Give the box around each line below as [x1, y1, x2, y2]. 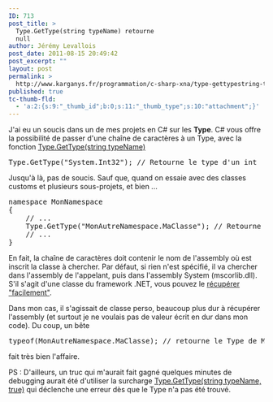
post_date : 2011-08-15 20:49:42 [8, 50, 118, 58]
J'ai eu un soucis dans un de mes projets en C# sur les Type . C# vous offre [8, 125, 262, 135]
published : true [8, 87, 63, 96]
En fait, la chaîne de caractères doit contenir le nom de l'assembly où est [8, 253, 252, 263]
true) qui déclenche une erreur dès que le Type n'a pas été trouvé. [8, 385, 232, 395]
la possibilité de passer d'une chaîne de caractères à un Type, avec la [8, 133, 242, 143]
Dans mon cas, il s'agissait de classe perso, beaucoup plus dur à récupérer [8, 304, 261, 313]
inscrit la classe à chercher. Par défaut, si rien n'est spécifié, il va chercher [8, 262, 258, 272]
